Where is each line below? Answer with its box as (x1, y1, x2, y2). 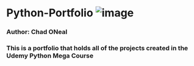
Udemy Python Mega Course (6, 51, 94, 60)
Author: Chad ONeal (6, 28, 68, 36)
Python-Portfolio (6, 6, 93, 20)
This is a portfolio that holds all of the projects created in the (6, 44, 189, 53)
